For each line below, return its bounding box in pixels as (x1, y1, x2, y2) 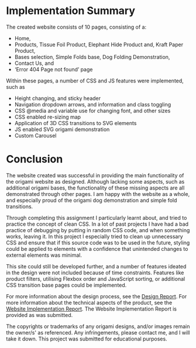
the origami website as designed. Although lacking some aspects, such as (6, 178, 185, 185)
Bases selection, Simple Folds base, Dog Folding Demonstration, (14, 53, 170, 60)
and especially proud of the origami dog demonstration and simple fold (6, 197, 177, 204)
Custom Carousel (14, 132, 57, 139)
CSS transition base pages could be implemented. (6, 281, 127, 288)
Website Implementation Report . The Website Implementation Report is (6, 305, 177, 312)
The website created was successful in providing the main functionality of (6, 171, 184, 179)
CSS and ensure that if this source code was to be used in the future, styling (6, 239, 190, 246)
